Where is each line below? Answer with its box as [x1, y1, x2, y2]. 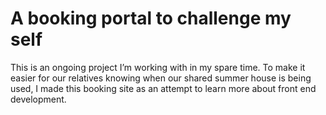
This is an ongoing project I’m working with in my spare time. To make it [10, 61, 306, 73]
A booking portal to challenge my [10, 7, 292, 30]
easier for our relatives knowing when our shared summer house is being [10, 72, 312, 84]
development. [10, 93, 67, 105]
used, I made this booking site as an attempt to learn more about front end [10, 82, 317, 94]
